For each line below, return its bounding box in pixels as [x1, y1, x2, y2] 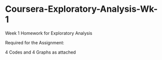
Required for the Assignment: [5, 39, 65, 45]
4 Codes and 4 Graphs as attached [5, 49, 76, 55]
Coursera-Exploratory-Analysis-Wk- [5, 3, 158, 15]
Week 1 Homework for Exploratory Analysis [5, 30, 92, 36]
